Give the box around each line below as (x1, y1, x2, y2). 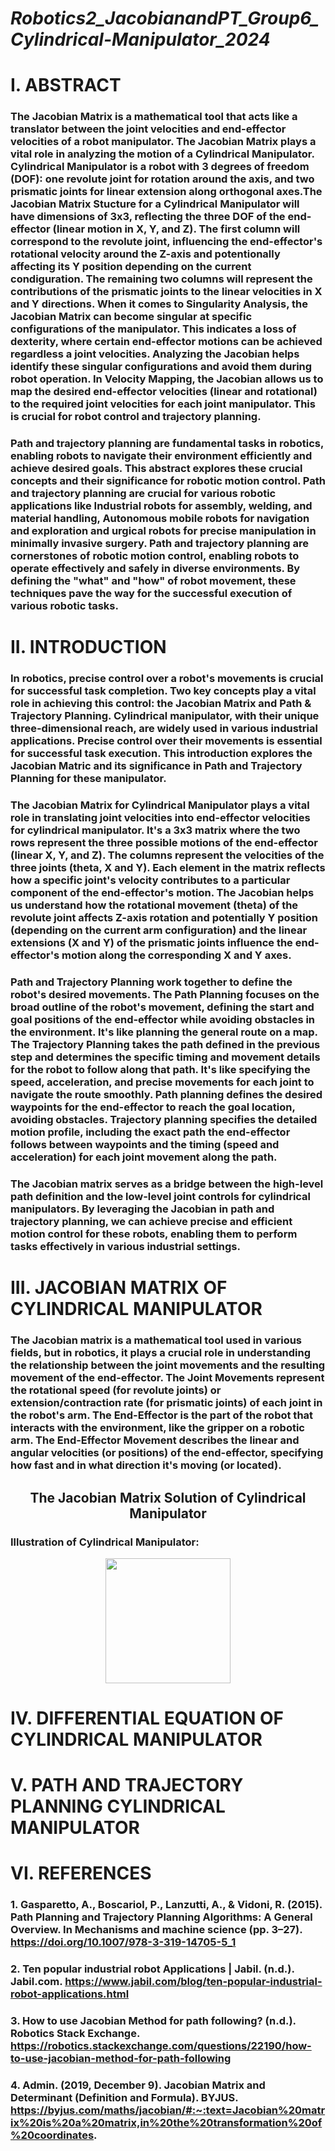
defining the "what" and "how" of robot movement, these (10, 574, 297, 588)
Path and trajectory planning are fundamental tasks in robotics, (10, 437, 324, 451)
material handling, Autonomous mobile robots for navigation (10, 512, 310, 526)
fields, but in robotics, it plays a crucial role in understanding (10, 1346, 312, 1360)
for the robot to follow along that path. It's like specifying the (10, 1063, 311, 1077)
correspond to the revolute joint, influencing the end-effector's (10, 235, 323, 249)
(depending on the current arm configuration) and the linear (10, 923, 308, 937)
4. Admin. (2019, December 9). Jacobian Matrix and (10, 2078, 266, 2092)
